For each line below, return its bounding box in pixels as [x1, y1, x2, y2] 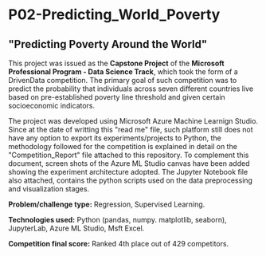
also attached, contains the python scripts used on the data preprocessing [8, 175, 253, 185]
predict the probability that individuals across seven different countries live [8, 84, 253, 93]
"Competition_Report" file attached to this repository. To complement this [8, 150, 249, 160]
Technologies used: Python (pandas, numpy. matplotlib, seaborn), [8, 215, 227, 224]
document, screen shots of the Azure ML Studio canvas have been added [8, 159, 250, 168]
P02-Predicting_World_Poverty [8, 6, 221, 24]
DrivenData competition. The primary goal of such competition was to [8, 76, 237, 85]
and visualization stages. [8, 184, 90, 193]
